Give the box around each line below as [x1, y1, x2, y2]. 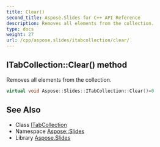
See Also [6, 105, 41, 115]
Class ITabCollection [15, 121, 67, 128]
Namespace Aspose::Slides [15, 127, 85, 135]
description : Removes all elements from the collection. [6, 20, 155, 26]
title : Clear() [6, 9, 45, 15]
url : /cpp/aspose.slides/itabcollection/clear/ [6, 37, 130, 43]
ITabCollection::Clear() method [6, 60, 127, 70]
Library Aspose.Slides [15, 134, 71, 141]
